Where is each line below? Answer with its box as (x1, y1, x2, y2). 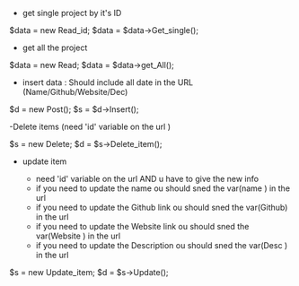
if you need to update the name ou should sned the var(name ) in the (35, 183, 290, 194)
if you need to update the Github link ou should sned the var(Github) (35, 202, 288, 212)
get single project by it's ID (22, 8, 122, 18)
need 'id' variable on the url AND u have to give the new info (35, 174, 259, 184)
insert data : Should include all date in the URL (22, 77, 194, 88)
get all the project (22, 42, 88, 53)
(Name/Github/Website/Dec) (22, 87, 128, 97)
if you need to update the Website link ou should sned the (35, 221, 250, 231)
